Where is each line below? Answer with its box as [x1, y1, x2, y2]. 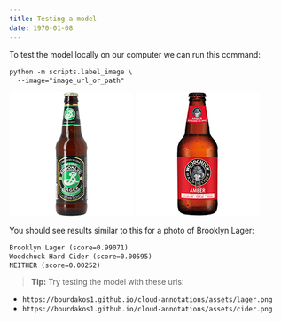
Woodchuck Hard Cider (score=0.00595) [9, 252, 152, 261]
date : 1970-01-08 [9, 23, 74, 33]
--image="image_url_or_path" [17, 76, 125, 85]
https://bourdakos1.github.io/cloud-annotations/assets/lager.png [21, 295, 273, 304]
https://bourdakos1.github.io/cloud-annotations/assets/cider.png [21, 304, 273, 313]
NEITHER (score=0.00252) [9, 261, 101, 270]
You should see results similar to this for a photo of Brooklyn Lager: [9, 225, 255, 235]
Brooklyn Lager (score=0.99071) [9, 243, 129, 252]
